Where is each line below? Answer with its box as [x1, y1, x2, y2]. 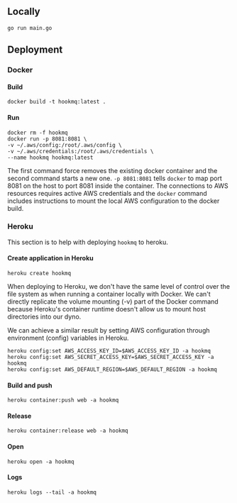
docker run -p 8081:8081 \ [7, 135, 87, 143]
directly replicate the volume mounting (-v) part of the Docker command [7, 297, 219, 306]
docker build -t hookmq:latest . [7, 99, 106, 106]
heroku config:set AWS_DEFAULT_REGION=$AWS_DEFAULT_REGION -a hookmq [7, 366, 218, 373]
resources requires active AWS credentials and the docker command [7, 189, 207, 197]
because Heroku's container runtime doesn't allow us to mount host [7, 305, 206, 314]
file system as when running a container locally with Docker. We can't [7, 290, 211, 299]
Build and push [7, 381, 53, 389]
